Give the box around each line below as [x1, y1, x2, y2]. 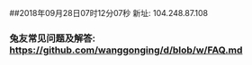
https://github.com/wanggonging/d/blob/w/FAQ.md [9, 44, 243, 56]
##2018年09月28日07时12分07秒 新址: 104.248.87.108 [9, 8, 209, 18]
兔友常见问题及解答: [9, 32, 96, 45]
